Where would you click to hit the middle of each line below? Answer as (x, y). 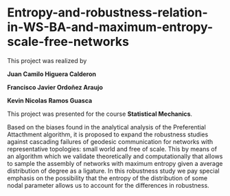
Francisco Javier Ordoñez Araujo (55, 87)
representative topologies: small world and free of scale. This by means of (112, 149)
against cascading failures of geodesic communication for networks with (110, 141)
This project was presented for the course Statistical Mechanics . (100, 114)
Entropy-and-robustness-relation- (107, 13)
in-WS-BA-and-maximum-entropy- (110, 27)
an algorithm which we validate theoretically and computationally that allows (115, 156)
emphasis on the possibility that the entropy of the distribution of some (107, 178)
